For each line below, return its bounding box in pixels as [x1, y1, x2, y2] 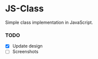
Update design [12, 43, 43, 49]
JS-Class [5, 3, 44, 14]
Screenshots [12, 49, 39, 55]
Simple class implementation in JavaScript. [5, 19, 94, 25]
